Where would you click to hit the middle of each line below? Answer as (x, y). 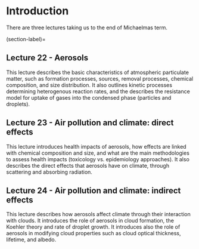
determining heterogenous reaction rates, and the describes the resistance (98, 91)
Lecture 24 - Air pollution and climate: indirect (94, 190)
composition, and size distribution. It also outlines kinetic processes (89, 85)
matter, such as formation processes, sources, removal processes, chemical (100, 78)
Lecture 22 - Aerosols (47, 58)
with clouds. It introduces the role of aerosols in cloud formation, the (90, 221)
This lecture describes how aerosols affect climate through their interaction (98, 214)
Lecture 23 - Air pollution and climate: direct (90, 123)
